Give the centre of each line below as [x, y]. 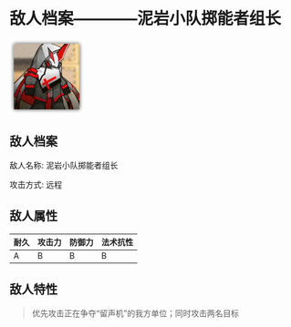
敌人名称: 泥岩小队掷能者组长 [64, 165]
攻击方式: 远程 [36, 184]
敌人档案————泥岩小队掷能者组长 [145, 19]
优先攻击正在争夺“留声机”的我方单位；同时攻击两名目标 [135, 313]
